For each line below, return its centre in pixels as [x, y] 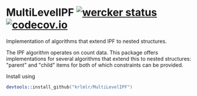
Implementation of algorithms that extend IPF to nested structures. [86, 41]
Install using [21, 76]
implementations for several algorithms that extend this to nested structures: [98, 59]
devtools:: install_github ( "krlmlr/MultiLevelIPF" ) [69, 87]
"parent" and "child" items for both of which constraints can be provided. [95, 65]
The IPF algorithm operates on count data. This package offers [82, 52]
